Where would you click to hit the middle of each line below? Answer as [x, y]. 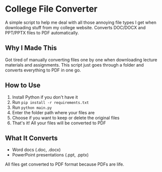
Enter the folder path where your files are [53, 112]
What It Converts [31, 138]
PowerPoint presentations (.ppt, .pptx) [50, 155]
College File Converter [51, 9]
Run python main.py [32, 107]
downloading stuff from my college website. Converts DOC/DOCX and [75, 27]
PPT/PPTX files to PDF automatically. [42, 33]
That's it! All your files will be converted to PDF [59, 123]
